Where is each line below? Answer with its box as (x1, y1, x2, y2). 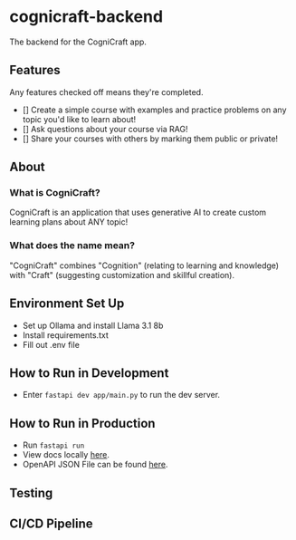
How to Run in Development (9, 365, 169, 381)
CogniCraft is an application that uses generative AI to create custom (9, 207, 267, 218)
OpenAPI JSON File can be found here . (22, 459, 168, 470)
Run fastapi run (22, 439, 85, 450)
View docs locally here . (22, 449, 110, 460)
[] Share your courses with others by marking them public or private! (22, 133, 279, 144)
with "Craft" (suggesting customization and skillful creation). (9, 269, 235, 280)
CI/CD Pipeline (9, 516, 93, 531)
